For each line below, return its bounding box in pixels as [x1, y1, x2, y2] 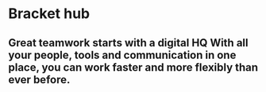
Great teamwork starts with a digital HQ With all [8, 36, 249, 50]
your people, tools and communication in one [8, 48, 237, 61]
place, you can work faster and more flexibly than [8, 61, 259, 74]
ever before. [8, 72, 71, 86]
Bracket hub [8, 5, 90, 23]
